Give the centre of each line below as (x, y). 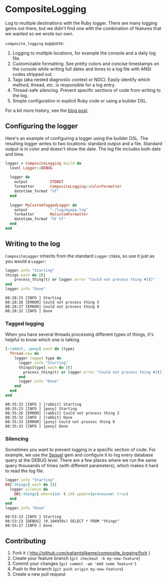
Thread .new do (24, 354)
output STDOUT (39, 182)
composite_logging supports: (35, 43)
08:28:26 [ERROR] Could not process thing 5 (52, 302)
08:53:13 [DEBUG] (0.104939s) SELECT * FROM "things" (62, 521)
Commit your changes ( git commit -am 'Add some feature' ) (74, 564)
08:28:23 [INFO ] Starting (33, 298)
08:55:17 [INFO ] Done (29, 526)
